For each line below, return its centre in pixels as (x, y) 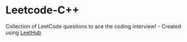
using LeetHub (23, 32)
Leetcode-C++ (42, 10)
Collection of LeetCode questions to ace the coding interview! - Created (93, 26)
